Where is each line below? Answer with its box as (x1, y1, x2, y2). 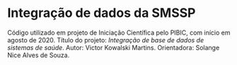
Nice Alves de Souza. (7, 51, 70, 59)
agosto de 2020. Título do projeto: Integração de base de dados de (7, 35, 204, 44)
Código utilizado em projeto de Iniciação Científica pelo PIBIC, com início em (7, 28, 231, 37)
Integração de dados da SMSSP (7, 5, 196, 21)
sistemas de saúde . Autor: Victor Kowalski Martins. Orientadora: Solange (7, 43, 220, 52)
